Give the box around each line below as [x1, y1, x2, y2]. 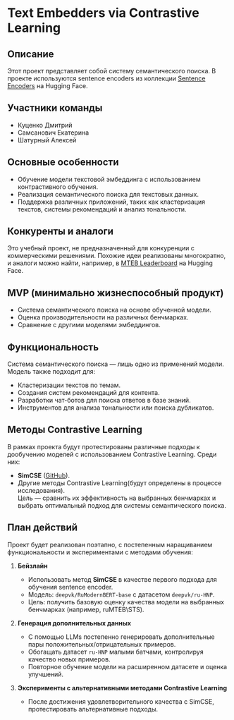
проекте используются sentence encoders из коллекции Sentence [7, 74, 206, 83]
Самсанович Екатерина [17, 128, 90, 137]
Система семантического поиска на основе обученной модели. [17, 305, 211, 315]
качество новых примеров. [27, 654, 111, 664]
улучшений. [27, 670, 64, 678]
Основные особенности [7, 157, 119, 169]
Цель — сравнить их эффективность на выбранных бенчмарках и [17, 494, 216, 502]
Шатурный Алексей [17, 135, 77, 144]
